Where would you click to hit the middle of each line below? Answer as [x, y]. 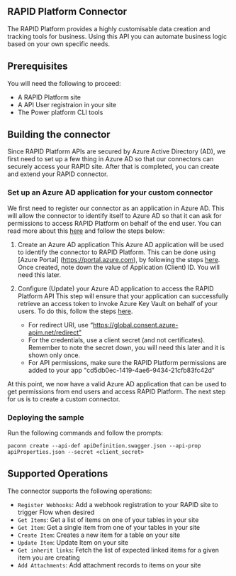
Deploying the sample [46, 417]
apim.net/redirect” [55, 332]
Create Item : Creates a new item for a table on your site [99, 535]
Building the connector [59, 135]
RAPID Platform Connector [67, 12]
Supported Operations [58, 474]
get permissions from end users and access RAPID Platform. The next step [117, 391]
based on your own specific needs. [59, 44]
